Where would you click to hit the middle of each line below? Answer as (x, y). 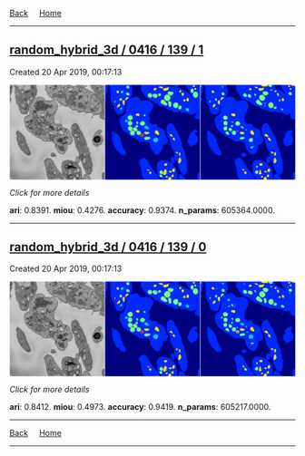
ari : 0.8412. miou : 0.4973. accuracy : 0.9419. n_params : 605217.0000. (140, 407)
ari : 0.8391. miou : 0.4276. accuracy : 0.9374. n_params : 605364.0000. (142, 210)
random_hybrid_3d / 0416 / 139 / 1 (107, 50)
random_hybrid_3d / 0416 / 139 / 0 (108, 247)
